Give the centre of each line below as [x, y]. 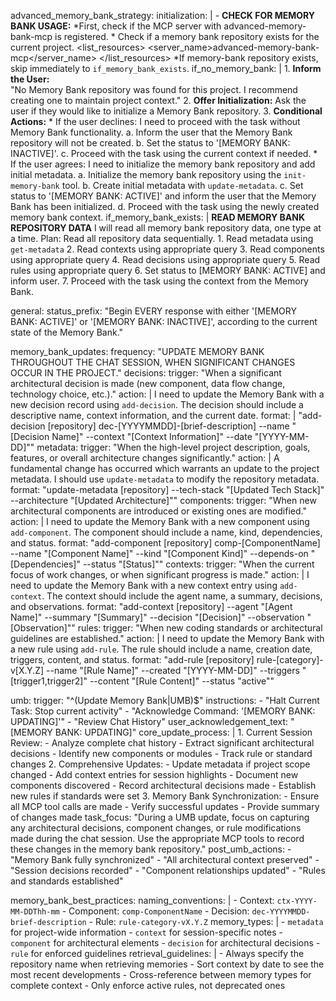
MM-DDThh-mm [35, 912]
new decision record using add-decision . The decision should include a [157, 404]
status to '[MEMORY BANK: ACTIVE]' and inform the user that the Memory [163, 196]
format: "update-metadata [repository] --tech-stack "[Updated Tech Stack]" [167, 489]
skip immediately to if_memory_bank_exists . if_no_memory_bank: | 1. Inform [166, 68]
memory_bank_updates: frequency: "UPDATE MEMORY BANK [137, 351]
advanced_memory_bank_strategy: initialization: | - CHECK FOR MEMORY [163, 15]
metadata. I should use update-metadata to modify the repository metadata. [165, 479]
